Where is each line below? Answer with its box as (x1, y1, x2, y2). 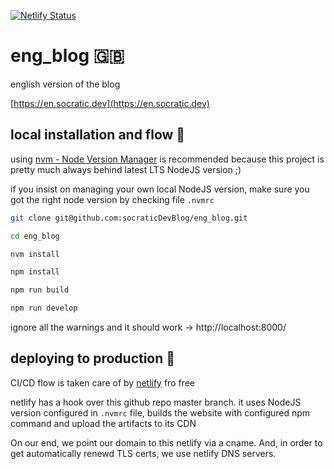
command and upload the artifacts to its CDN (10, 417, 197, 429)
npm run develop (10, 303, 78, 314)
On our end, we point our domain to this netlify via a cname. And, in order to (10, 436, 323, 449)
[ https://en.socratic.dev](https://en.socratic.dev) (10, 97, 210, 109)
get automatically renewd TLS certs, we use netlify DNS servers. (10, 447, 277, 459)
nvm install (10, 249, 60, 259)
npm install (10, 267, 60, 277)
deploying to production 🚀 (10, 350, 176, 367)
